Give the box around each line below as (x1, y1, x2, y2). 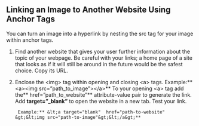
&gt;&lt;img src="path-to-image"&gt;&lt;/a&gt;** (14, 114, 142, 120)
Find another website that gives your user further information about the (14, 48, 190, 55)
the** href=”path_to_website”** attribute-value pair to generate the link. (14, 91, 192, 98)
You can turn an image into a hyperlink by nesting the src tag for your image (6, 30, 194, 37)
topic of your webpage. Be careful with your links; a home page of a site (14, 54, 193, 62)
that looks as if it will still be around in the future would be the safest (14, 60, 183, 67)
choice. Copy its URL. (14, 67, 69, 74)
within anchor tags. (6, 36, 54, 44)
